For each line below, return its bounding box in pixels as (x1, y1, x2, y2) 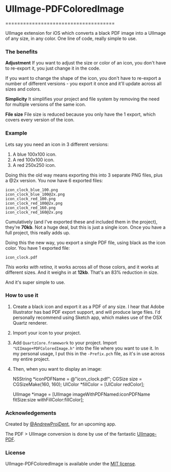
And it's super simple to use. (5, 279, 65, 285)
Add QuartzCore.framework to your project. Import (12, 339, 117, 346)
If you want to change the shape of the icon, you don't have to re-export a (5, 75, 161, 81)
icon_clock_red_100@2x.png (5, 201, 63, 206)
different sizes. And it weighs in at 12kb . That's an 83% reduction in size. (5, 269, 159, 275)
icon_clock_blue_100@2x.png (5, 191, 65, 197)
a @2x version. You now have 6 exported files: (5, 177, 103, 183)
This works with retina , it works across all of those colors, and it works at (5, 264, 159, 270)
